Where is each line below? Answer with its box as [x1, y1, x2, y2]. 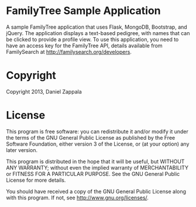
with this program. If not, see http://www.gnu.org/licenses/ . [6, 194, 149, 201]
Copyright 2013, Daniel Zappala [6, 88, 82, 95]
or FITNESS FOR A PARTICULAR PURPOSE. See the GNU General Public [6, 170, 180, 177]
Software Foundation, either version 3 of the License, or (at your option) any [6, 140, 190, 147]
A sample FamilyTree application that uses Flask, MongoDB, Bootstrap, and [6, 23, 187, 30]
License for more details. [6, 177, 66, 184]
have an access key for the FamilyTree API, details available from [6, 42, 163, 49]
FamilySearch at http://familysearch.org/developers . [6, 48, 132, 55]
